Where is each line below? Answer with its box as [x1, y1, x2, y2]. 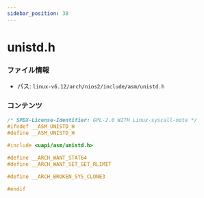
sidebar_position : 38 [7, 10, 69, 17]
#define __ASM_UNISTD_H [7, 129, 75, 137]
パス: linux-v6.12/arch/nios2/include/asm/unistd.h [16, 82, 165, 90]
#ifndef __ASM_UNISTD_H [7, 123, 75, 130]
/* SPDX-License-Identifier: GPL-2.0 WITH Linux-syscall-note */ [7, 117, 197, 124]
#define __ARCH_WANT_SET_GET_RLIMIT [7, 160, 112, 168]
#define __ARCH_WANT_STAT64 [7, 154, 88, 161]
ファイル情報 [7, 65, 50, 75]
